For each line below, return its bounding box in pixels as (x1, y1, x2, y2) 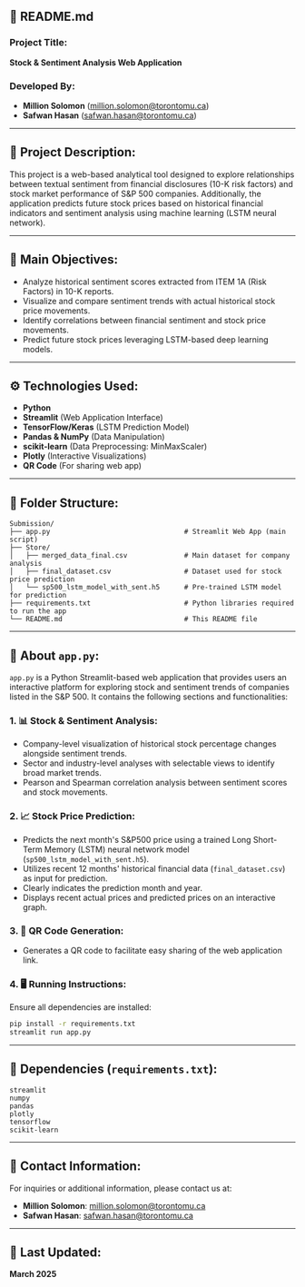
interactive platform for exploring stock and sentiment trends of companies (9, 682, 290, 693)
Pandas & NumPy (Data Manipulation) (22, 431, 165, 442)
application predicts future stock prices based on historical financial (9, 197, 263, 209)
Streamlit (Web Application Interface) (22, 412, 163, 423)
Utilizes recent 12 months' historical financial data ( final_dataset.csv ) (22, 863, 286, 874)
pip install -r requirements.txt (9, 1019, 136, 1029)
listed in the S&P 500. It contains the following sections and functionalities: (9, 691, 289, 702)
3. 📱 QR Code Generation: (9, 924, 124, 936)
